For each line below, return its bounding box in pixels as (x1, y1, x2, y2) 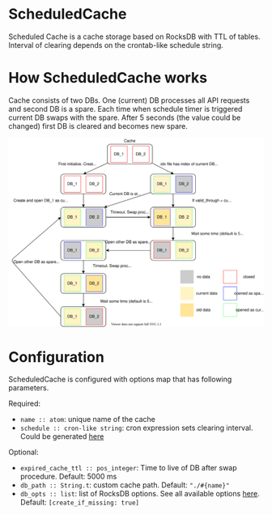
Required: (8, 398, 41, 409)
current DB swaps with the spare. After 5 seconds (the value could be (8, 113, 241, 122)
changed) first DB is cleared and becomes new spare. (8, 121, 188, 130)
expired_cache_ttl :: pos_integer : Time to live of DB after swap (19, 463, 237, 473)
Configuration (8, 347, 105, 366)
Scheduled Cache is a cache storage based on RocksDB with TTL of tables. (8, 32, 261, 41)
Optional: (8, 447, 39, 458)
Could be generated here (19, 432, 104, 441)
